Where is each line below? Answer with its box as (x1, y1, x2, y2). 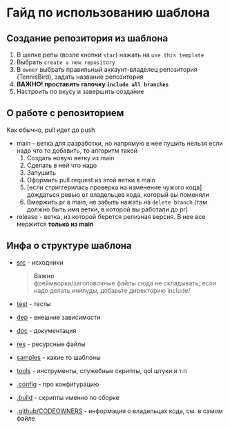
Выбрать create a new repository (16, 58, 115, 66)
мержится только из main (16, 220, 94, 228)
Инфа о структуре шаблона (6, 240, 132, 251)
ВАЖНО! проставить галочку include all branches (16, 80, 169, 88)
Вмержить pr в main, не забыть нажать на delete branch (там (26, 198, 208, 206)
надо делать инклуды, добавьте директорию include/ (33, 286, 191, 294)
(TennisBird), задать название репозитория (16, 73, 144, 81)
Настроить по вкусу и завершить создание (16, 88, 144, 95)
